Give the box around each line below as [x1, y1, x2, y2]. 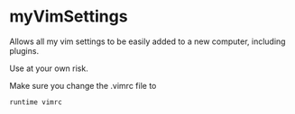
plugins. [9, 45, 39, 56]
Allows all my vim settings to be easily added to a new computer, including [9, 36, 286, 47]
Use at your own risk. [9, 63, 88, 74]
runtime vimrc [9, 97, 63, 107]
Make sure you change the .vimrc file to [9, 80, 157, 91]
